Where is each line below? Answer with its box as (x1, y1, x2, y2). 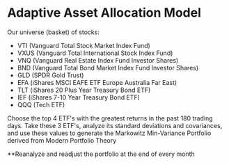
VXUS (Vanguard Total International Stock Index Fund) (17, 49, 173, 57)
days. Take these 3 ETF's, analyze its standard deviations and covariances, (7, 121, 223, 129)
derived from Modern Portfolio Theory (7, 136, 117, 144)
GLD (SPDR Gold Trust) (17, 71, 84, 79)
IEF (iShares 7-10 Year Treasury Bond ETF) (17, 93, 141, 102)
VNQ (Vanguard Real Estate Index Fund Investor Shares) (17, 56, 179, 64)
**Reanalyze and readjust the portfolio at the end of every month (7, 150, 195, 158)
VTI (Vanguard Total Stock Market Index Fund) (17, 41, 151, 49)
